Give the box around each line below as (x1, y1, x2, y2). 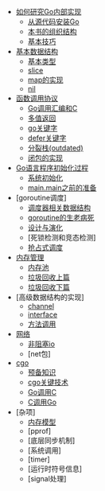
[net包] (27, 349, 51, 358)
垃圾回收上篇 (27, 273, 70, 282)
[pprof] (27, 427, 52, 435)
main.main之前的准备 (27, 183, 97, 193)
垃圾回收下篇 (27, 283, 70, 292)
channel (27, 302, 54, 310)
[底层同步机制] (27, 436, 76, 445)
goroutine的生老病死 (27, 213, 95, 222)
